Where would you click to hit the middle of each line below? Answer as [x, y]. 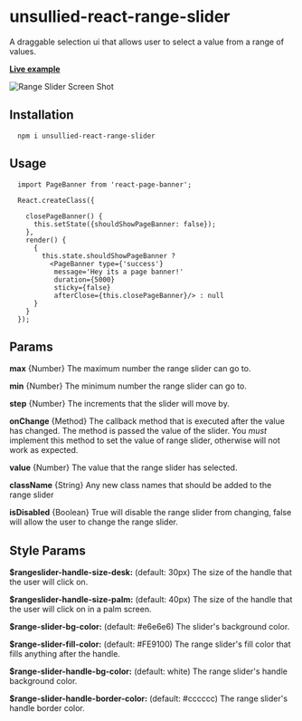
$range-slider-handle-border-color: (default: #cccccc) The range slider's [148, 698]
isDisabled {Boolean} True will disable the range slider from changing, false [151, 513]
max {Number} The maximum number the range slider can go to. [130, 369]
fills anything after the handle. [65, 654]
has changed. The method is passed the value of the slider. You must [138, 431]
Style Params [47, 550]
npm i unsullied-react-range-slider [86, 136]
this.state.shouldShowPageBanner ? [109, 255]
